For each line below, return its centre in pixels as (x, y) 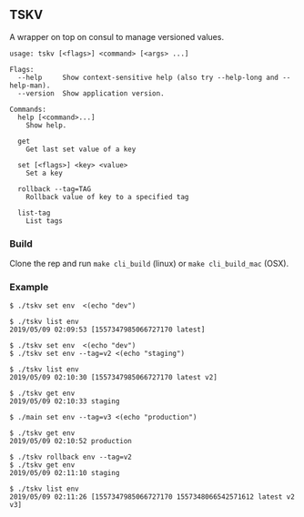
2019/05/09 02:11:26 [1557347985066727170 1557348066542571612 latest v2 (152, 497)
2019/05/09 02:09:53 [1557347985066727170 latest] (107, 330)
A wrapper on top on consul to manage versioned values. (117, 36)
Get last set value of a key (81, 149)
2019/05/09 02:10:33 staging (65, 401)
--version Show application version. (91, 93)
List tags (45, 221)
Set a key (45, 173)
